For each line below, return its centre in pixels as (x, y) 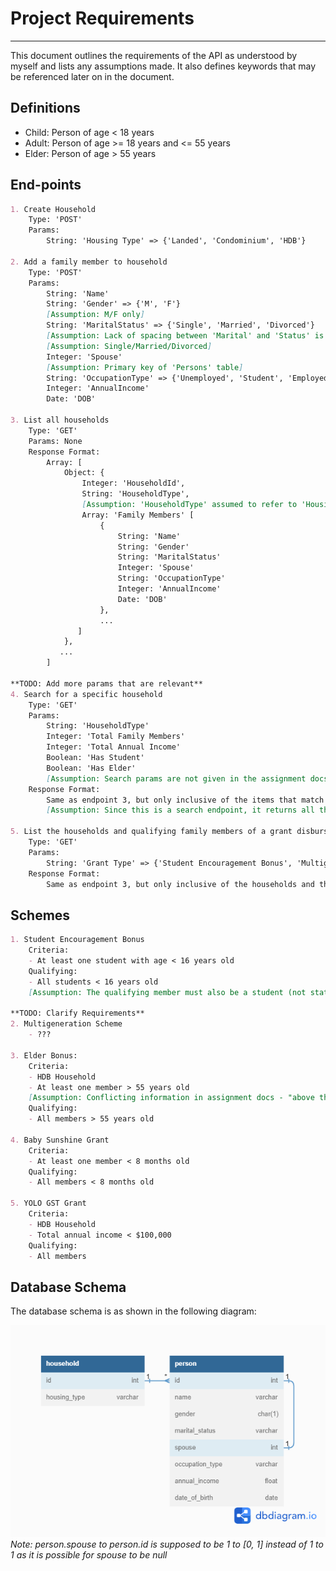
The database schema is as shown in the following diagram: (133, 1311)
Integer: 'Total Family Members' (116, 737)
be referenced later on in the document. (92, 76)
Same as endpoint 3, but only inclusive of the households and (180, 884)
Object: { (84, 473)
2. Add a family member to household (89, 262)
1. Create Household (53, 209)
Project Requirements (102, 18)
